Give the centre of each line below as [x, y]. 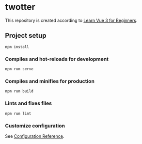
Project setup [26, 36]
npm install [17, 47]
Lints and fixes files [29, 103]
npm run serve [19, 69]
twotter [20, 7]
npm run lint [18, 113]
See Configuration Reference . [35, 136]
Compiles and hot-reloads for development [57, 59]
